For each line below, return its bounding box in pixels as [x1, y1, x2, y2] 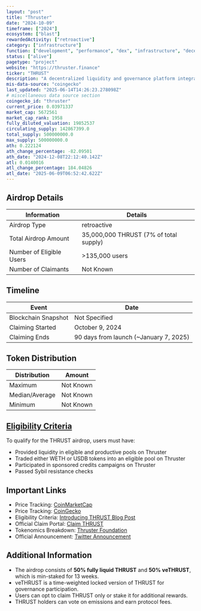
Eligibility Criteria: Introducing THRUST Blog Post [14, 514, 136, 521]
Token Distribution [6, 354, 77, 364]
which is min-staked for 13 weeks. [14, 573, 99, 580]
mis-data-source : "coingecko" [6, 82, 82, 88]
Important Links [6, 485, 67, 495]
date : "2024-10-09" [6, 20, 55, 26]
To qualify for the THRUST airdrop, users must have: [6, 437, 136, 444]
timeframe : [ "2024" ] [6, 25, 58, 32]
